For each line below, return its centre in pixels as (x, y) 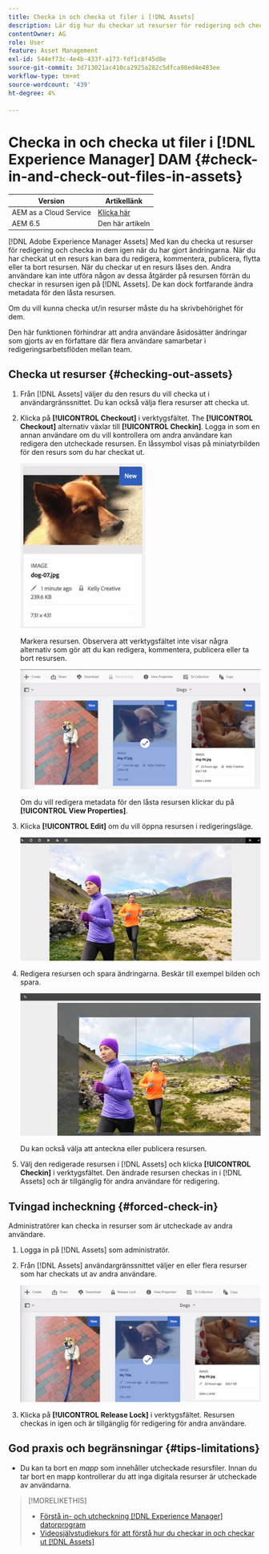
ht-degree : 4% (32, 93)
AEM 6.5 (26, 224)
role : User (26, 43)
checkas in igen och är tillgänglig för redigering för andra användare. (133, 1423)
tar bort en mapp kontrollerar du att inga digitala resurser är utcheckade (139, 1476)
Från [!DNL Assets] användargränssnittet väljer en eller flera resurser (133, 1265)
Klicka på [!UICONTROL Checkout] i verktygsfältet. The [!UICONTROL (137, 418)
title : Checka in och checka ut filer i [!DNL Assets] (102, 17)
